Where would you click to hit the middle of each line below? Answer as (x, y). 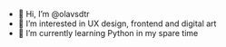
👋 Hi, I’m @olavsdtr (54, 14)
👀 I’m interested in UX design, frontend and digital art (117, 23)
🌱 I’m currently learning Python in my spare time (108, 33)
